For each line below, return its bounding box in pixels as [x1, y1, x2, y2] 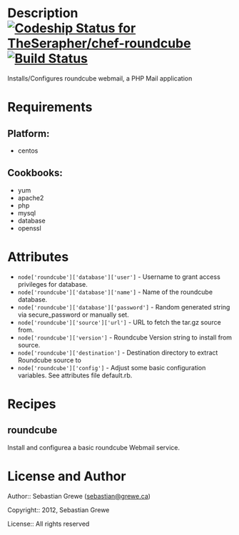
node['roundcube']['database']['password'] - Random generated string [17, 302, 230, 311]
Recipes [7, 396, 56, 412]
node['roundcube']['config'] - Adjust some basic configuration [17, 363, 206, 372]
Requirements [7, 99, 93, 116]
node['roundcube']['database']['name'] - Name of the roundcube [17, 287, 213, 296]
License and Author [7, 468, 126, 484]
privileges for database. [17, 280, 88, 288]
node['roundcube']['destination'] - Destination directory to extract [17, 348, 218, 357]
